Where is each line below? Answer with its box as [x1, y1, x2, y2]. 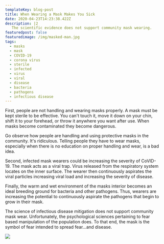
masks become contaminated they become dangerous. [5, 123, 117, 129]
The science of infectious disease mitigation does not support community [5, 209, 154, 214]
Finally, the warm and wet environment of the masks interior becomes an [5, 183, 152, 189]
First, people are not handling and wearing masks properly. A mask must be [5, 108, 158, 114]
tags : [5, 39, 16, 44]
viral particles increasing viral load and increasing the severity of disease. [5, 174, 154, 180]
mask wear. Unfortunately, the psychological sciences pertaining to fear [5, 213, 150, 219]
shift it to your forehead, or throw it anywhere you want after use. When [5, 118, 149, 124]
